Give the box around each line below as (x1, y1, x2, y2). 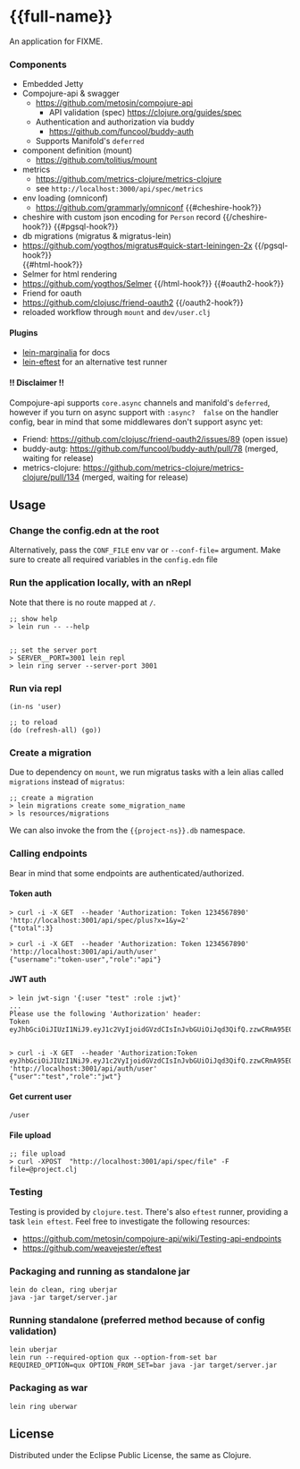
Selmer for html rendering (21, 269, 118, 279)
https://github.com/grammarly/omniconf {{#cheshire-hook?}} (35, 202, 262, 213)
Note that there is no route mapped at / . (9, 597, 156, 608)
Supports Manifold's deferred (35, 136, 145, 147)
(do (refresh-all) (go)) (9, 725, 102, 735)
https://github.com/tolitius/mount (35, 155, 158, 166)
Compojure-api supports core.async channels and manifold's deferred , (9, 397, 271, 408)
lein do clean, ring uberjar (9, 1285, 118, 1294)
